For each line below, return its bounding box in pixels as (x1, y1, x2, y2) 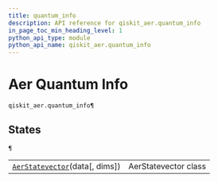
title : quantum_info (8, 11, 77, 20)
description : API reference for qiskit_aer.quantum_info (8, 19, 201, 27)
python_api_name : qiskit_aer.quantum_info (8, 41, 151, 49)
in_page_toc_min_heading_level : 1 (8, 26, 123, 34)
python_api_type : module (8, 33, 91, 42)
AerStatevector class (128, 161, 207, 172)
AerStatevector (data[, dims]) (12, 161, 121, 172)
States (8, 123, 41, 137)
